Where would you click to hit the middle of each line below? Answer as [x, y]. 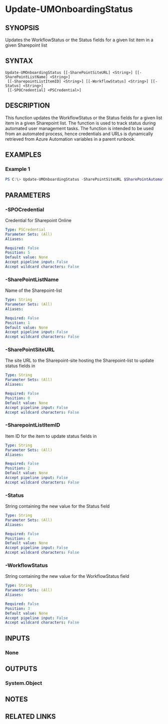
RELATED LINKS [30, 716]
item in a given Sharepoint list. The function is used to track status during [80, 123]
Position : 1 [17, 323]
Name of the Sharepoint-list [34, 290]
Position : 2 [17, 468]
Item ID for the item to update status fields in [51, 436]
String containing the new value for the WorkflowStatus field [67, 576]
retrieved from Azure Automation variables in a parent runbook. [70, 139]
